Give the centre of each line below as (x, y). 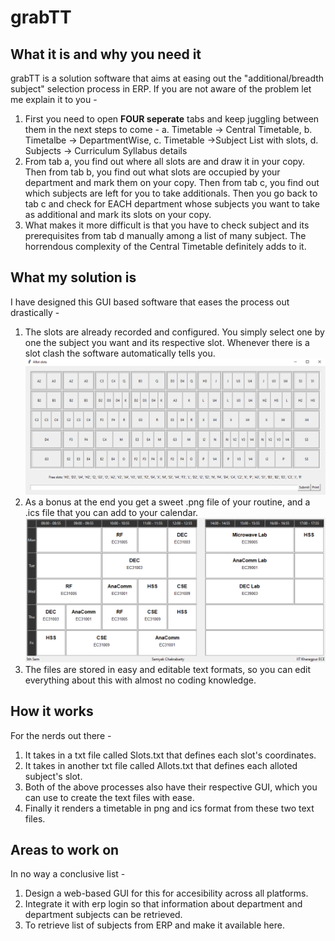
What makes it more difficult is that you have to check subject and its (167, 225)
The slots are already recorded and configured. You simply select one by (174, 332)
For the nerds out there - (61, 735)
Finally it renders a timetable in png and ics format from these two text (169, 808)
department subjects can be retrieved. (103, 915)
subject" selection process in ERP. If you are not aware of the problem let (161, 89)
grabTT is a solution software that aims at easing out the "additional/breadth (167, 78)
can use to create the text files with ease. (109, 797)
